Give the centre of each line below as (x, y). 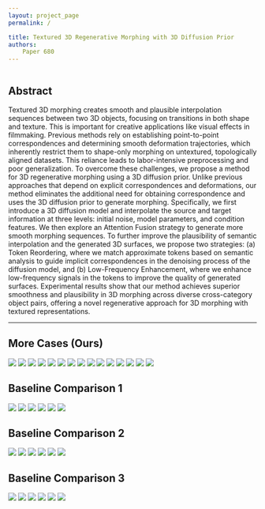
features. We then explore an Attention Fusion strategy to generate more (126, 227)
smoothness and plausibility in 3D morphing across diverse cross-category (130, 294)
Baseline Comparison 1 (65, 388)
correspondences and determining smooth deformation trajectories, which (129, 143)
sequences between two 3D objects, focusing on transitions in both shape (129, 118)
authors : (22, 44)
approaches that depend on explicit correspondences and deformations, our (132, 185)
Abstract (30, 90)
